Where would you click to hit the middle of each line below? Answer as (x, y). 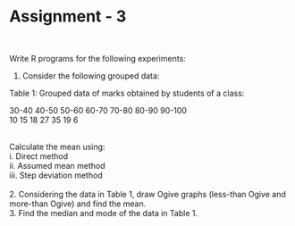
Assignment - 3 (68, 17)
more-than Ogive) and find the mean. (78, 204)
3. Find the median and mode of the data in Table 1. (104, 213)
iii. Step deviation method (56, 175)
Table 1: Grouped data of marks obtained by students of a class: (127, 93)
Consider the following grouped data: (91, 75)
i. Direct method (39, 156)
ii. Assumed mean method (57, 165)
